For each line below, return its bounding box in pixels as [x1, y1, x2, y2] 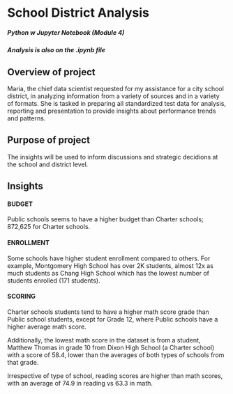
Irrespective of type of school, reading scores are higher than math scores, [7, 371, 223, 380]
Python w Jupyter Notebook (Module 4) [7, 28, 125, 36]
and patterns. [7, 113, 46, 123]
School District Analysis [7, 5, 150, 21]
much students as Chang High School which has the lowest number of [7, 269, 210, 277]
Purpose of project [7, 134, 91, 146]
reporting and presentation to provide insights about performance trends [7, 107, 216, 115]
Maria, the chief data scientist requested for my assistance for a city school [7, 84, 225, 93]
